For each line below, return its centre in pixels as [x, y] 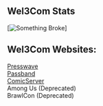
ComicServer [26, 81]
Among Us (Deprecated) [42, 88]
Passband [21, 73]
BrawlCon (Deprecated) [41, 95]
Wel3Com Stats [41, 11]
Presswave [23, 66]
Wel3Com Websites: [52, 50]
